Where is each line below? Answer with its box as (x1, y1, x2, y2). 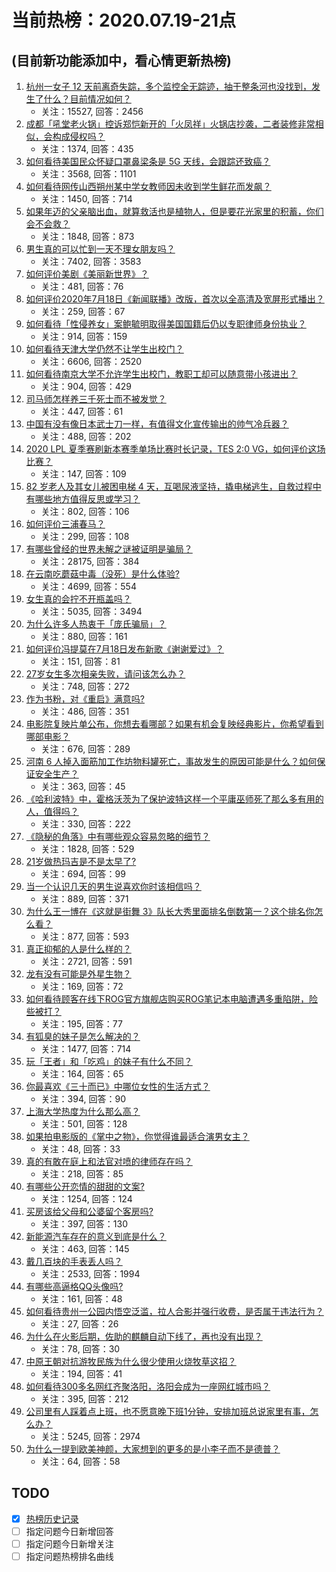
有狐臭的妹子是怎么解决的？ (25, 1031, 141, 1042)
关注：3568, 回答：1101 (40, 168, 137, 180)
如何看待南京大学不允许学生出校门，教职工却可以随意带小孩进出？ (25, 368, 298, 380)
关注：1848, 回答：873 (40, 231, 135, 242)
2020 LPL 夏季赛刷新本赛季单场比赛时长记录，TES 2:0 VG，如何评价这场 (25, 443, 326, 455)
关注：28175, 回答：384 (40, 556, 140, 567)
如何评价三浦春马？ (25, 518, 106, 530)
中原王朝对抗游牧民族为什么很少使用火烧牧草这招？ (25, 1356, 237, 1367)
